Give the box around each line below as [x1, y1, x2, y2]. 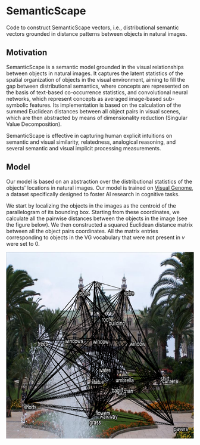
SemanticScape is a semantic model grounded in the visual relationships [6, 63, 184, 70]
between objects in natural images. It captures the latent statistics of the [6, 70, 183, 77]
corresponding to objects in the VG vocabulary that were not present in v [6, 234, 185, 241]
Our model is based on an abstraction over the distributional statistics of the [6, 178, 192, 185]
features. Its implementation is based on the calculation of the [29, 101, 182, 109]
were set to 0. [6, 240, 40, 247]
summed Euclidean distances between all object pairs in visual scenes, [6, 107, 180, 115]
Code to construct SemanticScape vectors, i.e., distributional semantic [6, 24, 180, 31]
